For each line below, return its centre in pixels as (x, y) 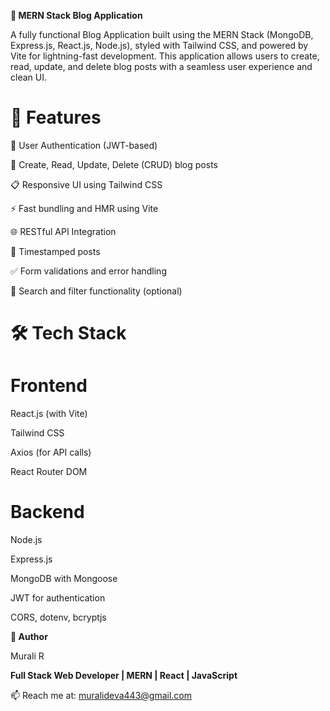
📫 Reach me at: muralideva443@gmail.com (101, 695)
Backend (47, 512)
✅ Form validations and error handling (88, 271)
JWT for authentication (58, 598)
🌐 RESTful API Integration (63, 231)
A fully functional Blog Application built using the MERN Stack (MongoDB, (162, 34)
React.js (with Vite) (49, 414)
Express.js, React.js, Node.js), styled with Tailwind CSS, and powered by (159, 45)
